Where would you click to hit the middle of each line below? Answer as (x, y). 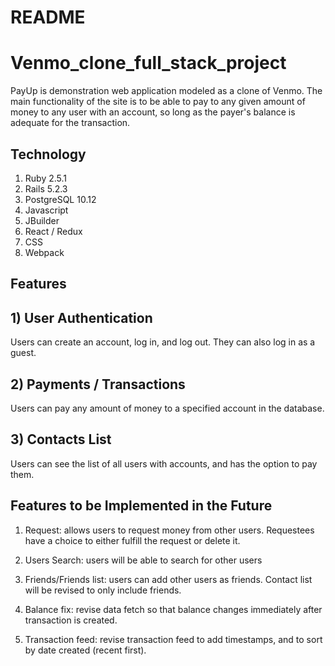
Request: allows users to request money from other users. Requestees (169, 530)
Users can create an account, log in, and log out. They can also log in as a (163, 342)
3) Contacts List (61, 439)
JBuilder (42, 220)
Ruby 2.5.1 (46, 178)
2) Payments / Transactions (98, 384)
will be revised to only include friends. (103, 590)
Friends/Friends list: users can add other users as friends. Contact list (168, 579)
